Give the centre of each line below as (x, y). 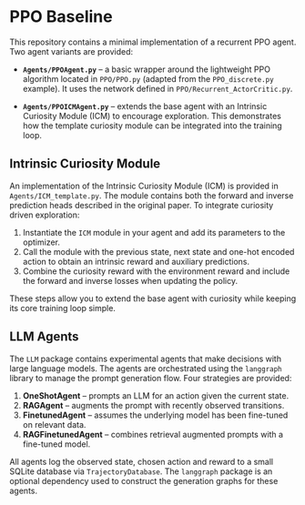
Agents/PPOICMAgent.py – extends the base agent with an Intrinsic (145, 106)
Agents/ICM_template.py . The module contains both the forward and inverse (152, 195)
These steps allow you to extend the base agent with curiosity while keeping (153, 298)
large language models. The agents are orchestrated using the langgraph (146, 368)
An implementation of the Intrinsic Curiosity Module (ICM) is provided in (144, 186)
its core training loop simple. (63, 308)
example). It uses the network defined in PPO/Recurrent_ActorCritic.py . (158, 88)
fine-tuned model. (56, 444)
